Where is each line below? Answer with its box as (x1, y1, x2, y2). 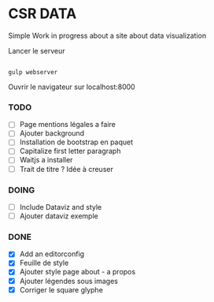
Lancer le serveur (8, 46, 65, 55)
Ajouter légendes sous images (19, 276, 118, 285)
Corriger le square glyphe (19, 285, 104, 294)
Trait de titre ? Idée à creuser (19, 164, 114, 173)
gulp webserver (8, 68, 58, 76)
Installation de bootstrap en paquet (19, 137, 134, 147)
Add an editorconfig (19, 249, 85, 259)
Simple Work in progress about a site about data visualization (8, 31, 207, 40)
